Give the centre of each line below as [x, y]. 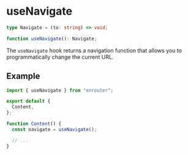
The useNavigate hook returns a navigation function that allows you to [94, 50]
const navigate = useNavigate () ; [55, 129]
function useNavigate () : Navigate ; [52, 39]
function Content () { [34, 124]
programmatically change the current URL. [60, 57]
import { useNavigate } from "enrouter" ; [60, 90]
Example [23, 76]
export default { [28, 101]
